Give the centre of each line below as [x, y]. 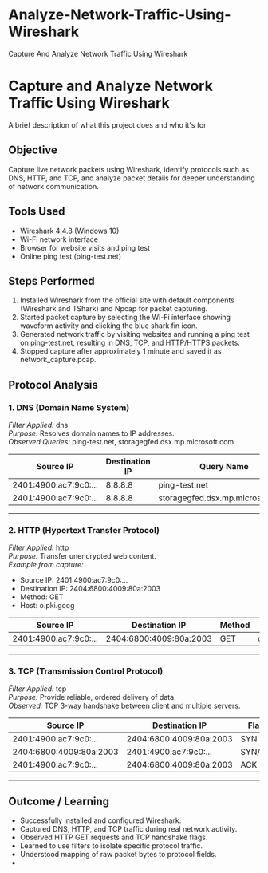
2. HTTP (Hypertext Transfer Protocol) [84, 530]
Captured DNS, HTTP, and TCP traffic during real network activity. [128, 829]
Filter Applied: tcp [37, 689]
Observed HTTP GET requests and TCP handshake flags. [114, 837]
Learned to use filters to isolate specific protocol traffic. [111, 846]
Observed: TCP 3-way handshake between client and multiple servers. [124, 705]
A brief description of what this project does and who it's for [107, 124]
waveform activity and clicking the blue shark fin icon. [108, 326]
